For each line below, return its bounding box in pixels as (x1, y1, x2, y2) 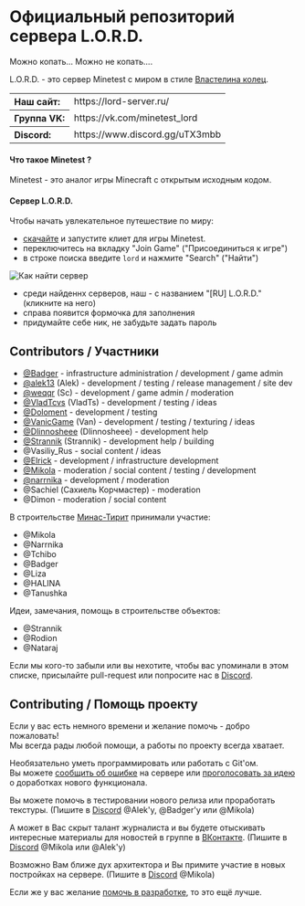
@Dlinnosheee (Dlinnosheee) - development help (22, 427, 208, 437)
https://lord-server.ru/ (73, 95, 170, 108)
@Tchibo (22, 549, 57, 560)
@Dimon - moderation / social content (22, 494, 167, 505)
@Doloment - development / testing (22, 406, 158, 417)
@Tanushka (22, 587, 68, 599)
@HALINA (22, 578, 61, 589)
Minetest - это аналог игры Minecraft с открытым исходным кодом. (9, 174, 272, 185)
